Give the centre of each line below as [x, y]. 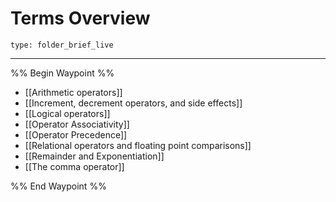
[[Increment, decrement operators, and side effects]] [133, 103]
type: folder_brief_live [62, 45]
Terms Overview [80, 18]
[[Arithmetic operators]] [73, 92]
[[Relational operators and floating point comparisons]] [138, 145]
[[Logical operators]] [67, 113]
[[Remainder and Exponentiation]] [94, 156]
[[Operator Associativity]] [77, 124]
